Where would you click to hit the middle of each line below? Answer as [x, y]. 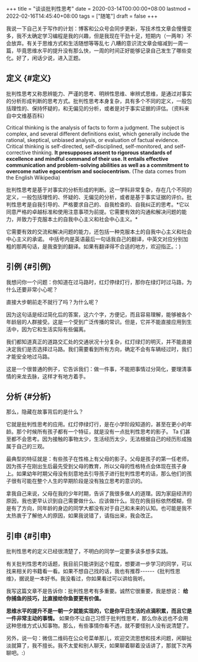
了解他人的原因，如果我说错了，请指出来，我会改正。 [91, 516]
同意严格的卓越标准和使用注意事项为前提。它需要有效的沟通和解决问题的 [94, 211]
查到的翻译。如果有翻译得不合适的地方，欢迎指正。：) [117, 246]
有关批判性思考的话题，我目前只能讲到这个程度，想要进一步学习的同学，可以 [99, 564]
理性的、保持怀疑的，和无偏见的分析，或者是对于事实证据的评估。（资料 [98, 108]
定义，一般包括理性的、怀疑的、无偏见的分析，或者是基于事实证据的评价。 [96, 197]
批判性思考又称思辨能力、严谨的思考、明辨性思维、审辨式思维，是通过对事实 [99, 94]
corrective [19, 153]
